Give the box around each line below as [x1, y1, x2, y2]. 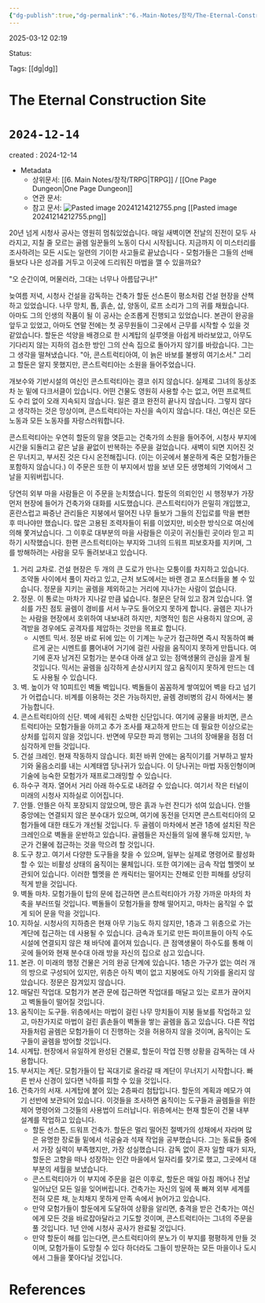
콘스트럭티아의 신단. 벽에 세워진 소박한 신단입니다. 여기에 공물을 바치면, [20, 711, 239, 721]
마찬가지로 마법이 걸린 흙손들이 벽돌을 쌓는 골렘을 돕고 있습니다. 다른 [31, 1017, 241, 1026]
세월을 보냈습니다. [53, 1164, 109, 1173]
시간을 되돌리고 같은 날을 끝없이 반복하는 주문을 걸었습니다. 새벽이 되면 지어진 [9, 442, 246, 452]
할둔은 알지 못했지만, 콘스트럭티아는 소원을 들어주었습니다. [17, 360, 196, 369]
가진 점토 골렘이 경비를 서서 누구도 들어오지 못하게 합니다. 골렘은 [35, 604, 233, 613]
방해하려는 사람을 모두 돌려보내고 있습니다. [17, 548, 148, 557]
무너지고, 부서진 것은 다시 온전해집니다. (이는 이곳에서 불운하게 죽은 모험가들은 [17, 452, 257, 461]
